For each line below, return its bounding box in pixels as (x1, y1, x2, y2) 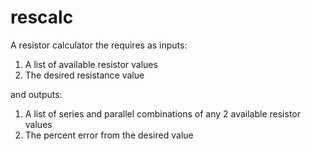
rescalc (10, 6, 74, 29)
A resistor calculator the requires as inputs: (10, 39, 188, 51)
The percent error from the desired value (24, 129, 194, 141)
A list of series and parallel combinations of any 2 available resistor (24, 107, 301, 120)
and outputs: (10, 88, 63, 100)
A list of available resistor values (24, 58, 158, 70)
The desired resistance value (24, 69, 145, 81)
